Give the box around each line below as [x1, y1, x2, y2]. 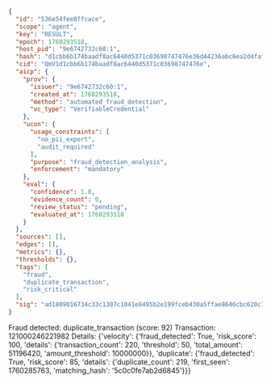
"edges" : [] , [15, 241, 60, 249]
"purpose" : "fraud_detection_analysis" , [29, 158, 168, 166]
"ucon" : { [23, 120, 56, 128]
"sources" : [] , [15, 233, 67, 242]
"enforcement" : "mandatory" [29, 166, 125, 174]
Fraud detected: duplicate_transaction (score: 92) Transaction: [8, 322, 216, 332]
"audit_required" [37, 142, 95, 151]
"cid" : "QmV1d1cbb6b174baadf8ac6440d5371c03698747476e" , [15, 61, 211, 69]
